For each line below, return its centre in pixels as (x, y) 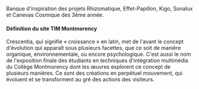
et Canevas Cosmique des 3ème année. (55, 15)
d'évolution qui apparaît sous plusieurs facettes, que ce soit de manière (94, 48)
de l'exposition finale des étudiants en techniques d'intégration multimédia (97, 61)
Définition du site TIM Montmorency (52, 28)
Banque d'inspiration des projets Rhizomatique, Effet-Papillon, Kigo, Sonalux (99, 9)
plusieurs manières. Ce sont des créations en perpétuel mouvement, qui (94, 73)
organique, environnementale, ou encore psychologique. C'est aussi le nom (99, 54)
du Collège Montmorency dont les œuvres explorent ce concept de (89, 67)
